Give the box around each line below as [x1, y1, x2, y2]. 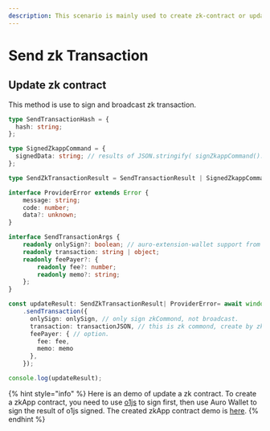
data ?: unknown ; [22, 211, 78, 220]
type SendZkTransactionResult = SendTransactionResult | [8, 174, 203, 182]
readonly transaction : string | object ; [22, 248, 160, 256]
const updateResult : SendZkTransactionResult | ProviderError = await [8, 300, 243, 308]
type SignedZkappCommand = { [8, 145, 106, 153]
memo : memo [37, 345, 74, 353]
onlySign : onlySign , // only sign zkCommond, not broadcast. [29, 314, 239, 322]
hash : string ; [15, 122, 63, 131]
